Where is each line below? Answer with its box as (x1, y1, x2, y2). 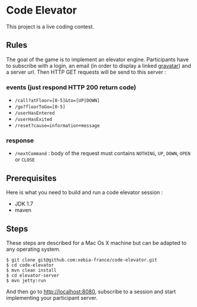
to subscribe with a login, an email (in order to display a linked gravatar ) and (6, 62, 191, 69)
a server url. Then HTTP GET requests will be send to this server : (6, 68, 167, 76)
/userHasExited (14, 116, 53, 123)
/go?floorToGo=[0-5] (14, 104, 66, 110)
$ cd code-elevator (6, 262, 54, 268)
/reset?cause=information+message (14, 123, 100, 129)
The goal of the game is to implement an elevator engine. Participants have (6, 55, 189, 63)
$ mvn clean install (6, 267, 57, 273)
